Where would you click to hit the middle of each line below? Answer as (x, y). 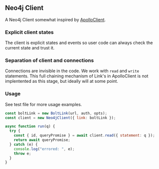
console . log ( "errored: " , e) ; (44, 149)
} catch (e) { (24, 144)
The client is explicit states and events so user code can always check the (79, 43)
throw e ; (23, 154)
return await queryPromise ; (42, 140)
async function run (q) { (30, 126)
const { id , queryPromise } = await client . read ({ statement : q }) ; (84, 136)
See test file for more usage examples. (44, 104)
